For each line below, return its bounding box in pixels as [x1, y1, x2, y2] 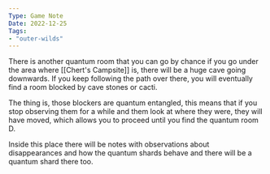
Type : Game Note [8, 11, 63, 20]
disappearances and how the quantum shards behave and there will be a [8, 148, 252, 158]
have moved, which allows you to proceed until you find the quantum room [8, 115, 259, 125]
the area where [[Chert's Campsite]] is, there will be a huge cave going [8, 66, 246, 75]
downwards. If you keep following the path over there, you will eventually [8, 74, 254, 83]
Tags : [8, 27, 27, 35]
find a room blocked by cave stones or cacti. [8, 83, 158, 92]
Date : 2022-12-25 [8, 19, 67, 28]
